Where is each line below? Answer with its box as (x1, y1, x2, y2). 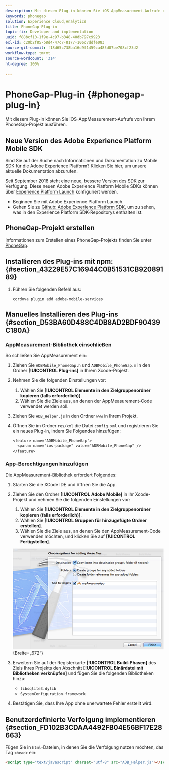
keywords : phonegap (5, 13, 46, 19)
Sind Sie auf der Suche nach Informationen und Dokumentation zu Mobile (5, 158, 158, 163)
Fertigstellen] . (20, 538, 50, 544)
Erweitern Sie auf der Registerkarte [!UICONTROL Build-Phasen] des (12, 660, 156, 666)
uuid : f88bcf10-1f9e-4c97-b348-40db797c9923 (5, 35, 100, 40)
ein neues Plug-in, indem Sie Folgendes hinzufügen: (12, 428, 121, 434)
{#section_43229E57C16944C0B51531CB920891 (5, 265, 163, 274)
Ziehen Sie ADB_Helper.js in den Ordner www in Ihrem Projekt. (12, 413, 138, 419)
